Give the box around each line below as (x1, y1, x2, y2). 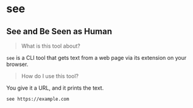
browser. (6, 60, 29, 68)
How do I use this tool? (21, 73, 79, 79)
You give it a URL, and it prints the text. (6, 84, 104, 92)
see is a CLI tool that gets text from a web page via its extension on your (6, 54, 187, 61)
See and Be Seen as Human (6, 26, 113, 37)
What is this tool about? (21, 42, 80, 49)
